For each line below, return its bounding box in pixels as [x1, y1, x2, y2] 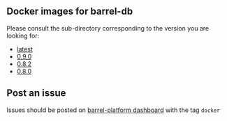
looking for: [6, 31, 40, 40]
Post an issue [6, 87, 66, 99]
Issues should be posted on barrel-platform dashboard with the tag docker [6, 106, 221, 114]
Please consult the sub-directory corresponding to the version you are [6, 24, 210, 32]
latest [16, 45, 33, 53]
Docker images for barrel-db [6, 6, 133, 17]
